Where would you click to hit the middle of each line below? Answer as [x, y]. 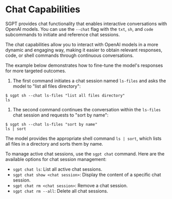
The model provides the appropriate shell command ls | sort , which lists [83, 138]
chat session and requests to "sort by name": [61, 115]
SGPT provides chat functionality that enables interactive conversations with [86, 24]
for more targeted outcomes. [36, 71]
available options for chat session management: [56, 159]
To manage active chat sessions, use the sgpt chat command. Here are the [85, 154]
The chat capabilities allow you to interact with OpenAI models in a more [82, 44]
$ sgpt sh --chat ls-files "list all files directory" [65, 95]
